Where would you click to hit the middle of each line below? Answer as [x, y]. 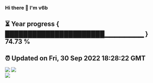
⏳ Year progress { [32, 24]
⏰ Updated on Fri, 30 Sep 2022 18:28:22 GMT [75, 58]
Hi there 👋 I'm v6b [26, 8]
